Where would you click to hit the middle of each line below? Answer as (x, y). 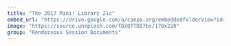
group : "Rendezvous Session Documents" (64, 32)
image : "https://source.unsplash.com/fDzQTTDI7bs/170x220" (93, 26)
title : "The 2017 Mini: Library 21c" (61, 13)
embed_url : (23, 20)
